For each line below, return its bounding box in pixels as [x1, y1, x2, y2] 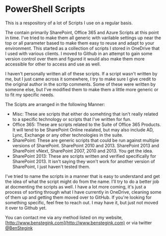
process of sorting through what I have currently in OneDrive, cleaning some [5, 189, 162, 195]
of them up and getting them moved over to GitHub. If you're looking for [5, 194, 152, 200]
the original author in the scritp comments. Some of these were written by [5, 81, 156, 87]
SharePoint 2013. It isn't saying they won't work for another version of [12, 158, 155, 164]
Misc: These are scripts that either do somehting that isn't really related [12, 111, 159, 117]
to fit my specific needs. [5, 92, 55, 98]
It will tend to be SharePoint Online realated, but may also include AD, [12, 126, 154, 132]
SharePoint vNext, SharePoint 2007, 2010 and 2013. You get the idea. [12, 148, 154, 154]
